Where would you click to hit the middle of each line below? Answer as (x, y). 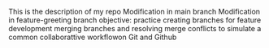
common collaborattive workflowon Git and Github (93, 37)
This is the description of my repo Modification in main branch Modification (134, 12)
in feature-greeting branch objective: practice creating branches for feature (135, 20)
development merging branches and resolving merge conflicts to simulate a (135, 28)
